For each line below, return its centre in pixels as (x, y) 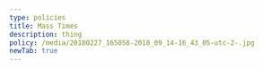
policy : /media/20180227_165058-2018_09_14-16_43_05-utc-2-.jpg (132, 43)
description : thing (46, 34)
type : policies (38, 17)
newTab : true (34, 51)
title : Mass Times (44, 26)
